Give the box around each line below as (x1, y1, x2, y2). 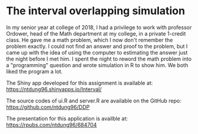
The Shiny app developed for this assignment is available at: (6, 79, 153, 87)
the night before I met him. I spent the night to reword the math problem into (6, 55, 191, 62)
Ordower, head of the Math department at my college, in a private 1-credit (6, 30, 186, 37)
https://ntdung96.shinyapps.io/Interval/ (6, 85, 102, 92)
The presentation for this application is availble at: (6, 114, 128, 122)
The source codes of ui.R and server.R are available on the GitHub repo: (6, 97, 182, 104)
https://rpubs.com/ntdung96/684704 (6, 121, 97, 128)
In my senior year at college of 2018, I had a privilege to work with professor (6, 24, 192, 31)
